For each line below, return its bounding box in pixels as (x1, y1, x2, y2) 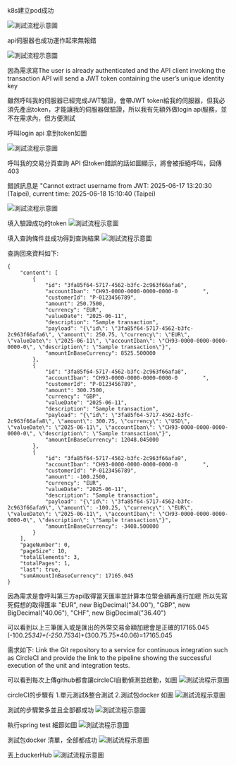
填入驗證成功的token (7, 219, 67, 228)
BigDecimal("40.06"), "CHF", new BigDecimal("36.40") (7, 608, 167, 617)
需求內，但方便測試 (19, 114, 75, 122)
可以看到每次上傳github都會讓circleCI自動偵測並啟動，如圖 (7, 676, 178, 684)
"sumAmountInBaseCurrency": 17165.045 (20, 572, 134, 579)
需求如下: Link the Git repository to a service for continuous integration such (7, 646, 228, 654)
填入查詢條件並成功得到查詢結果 (7, 234, 100, 242)
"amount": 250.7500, (44, 300, 106, 307)
